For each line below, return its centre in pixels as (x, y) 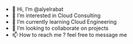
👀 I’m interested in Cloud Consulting (56, 15)
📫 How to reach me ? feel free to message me (69, 35)
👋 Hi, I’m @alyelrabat (38, 9)
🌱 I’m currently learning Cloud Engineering (64, 22)
